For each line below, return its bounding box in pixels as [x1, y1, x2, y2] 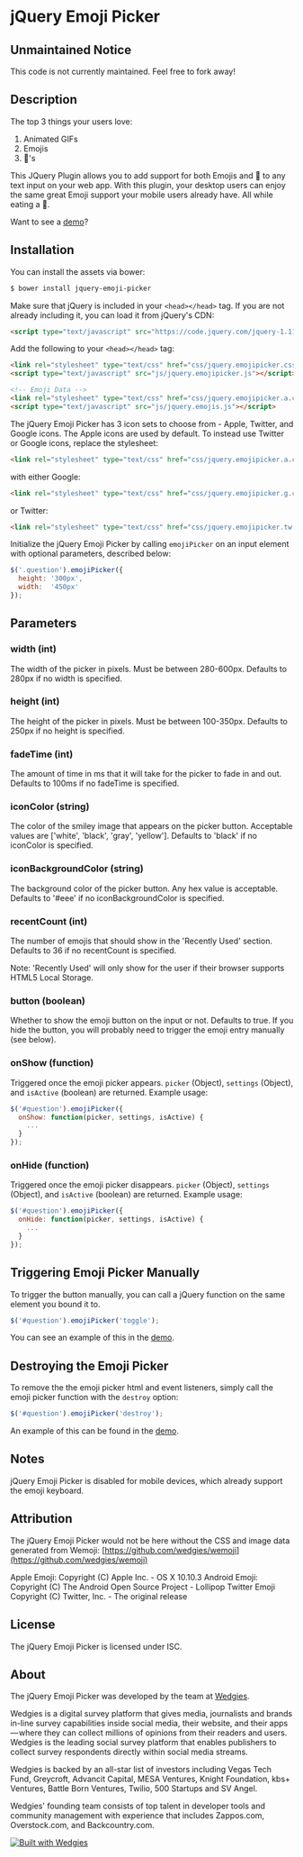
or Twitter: [10, 505, 49, 515]
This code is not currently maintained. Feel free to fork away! [10, 66, 236, 77]
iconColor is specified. [10, 840, 94, 851]
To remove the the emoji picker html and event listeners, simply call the [10, 1382, 273, 1393]
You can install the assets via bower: [10, 266, 146, 277]
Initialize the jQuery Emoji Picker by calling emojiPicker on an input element [10, 539, 290, 550]
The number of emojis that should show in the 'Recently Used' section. [10, 935, 273, 947]
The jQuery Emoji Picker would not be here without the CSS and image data [10, 1534, 290, 1546]
